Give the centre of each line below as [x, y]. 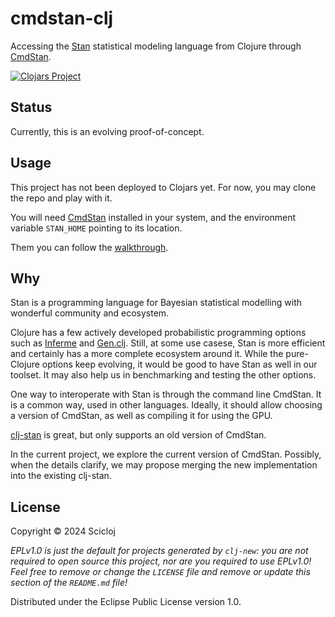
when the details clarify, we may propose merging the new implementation [164, 465]
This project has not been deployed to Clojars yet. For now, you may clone [163, 187]
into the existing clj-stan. [61, 476]
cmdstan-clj [62, 18]
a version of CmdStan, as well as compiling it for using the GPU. [141, 416]
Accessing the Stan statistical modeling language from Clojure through [156, 46]
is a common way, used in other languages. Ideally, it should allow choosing [166, 405]
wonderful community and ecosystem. [90, 313]
